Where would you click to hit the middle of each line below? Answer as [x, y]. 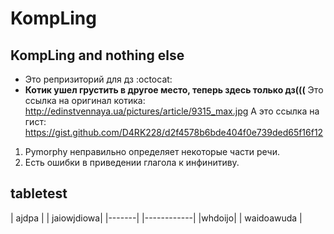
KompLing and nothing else [97, 55]
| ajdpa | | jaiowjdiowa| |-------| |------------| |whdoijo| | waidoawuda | [156, 218]
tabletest [39, 193]
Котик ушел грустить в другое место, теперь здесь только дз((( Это [174, 90]
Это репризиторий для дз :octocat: [98, 79]
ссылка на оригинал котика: [85, 100]
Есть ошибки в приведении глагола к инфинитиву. [132, 162]
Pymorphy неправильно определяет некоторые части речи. [152, 151]
